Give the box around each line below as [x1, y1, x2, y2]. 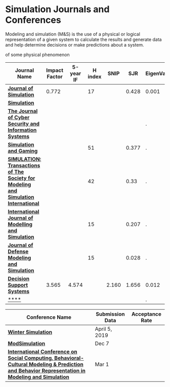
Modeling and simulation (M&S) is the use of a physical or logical [5, 31, 141, 37]
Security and [8, 120, 39, 127]
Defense [8, 248, 29, 255]
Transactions [8, 162, 40, 169]
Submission [96, 310, 125, 317]
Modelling [8, 221, 33, 228]
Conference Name [26, 314, 72, 321]
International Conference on [8, 348, 77, 355]
